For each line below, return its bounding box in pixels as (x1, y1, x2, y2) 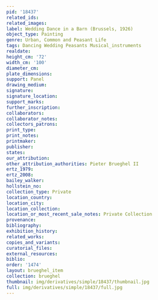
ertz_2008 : (6, 172, 34, 178)
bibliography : (6, 223, 42, 229)
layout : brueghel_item (6, 267, 63, 274)
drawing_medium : (6, 82, 47, 88)
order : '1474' (6, 262, 42, 268)
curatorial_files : (6, 245, 52, 251)
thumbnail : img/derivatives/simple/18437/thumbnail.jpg (6, 279, 150, 285)
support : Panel (6, 76, 45, 82)
